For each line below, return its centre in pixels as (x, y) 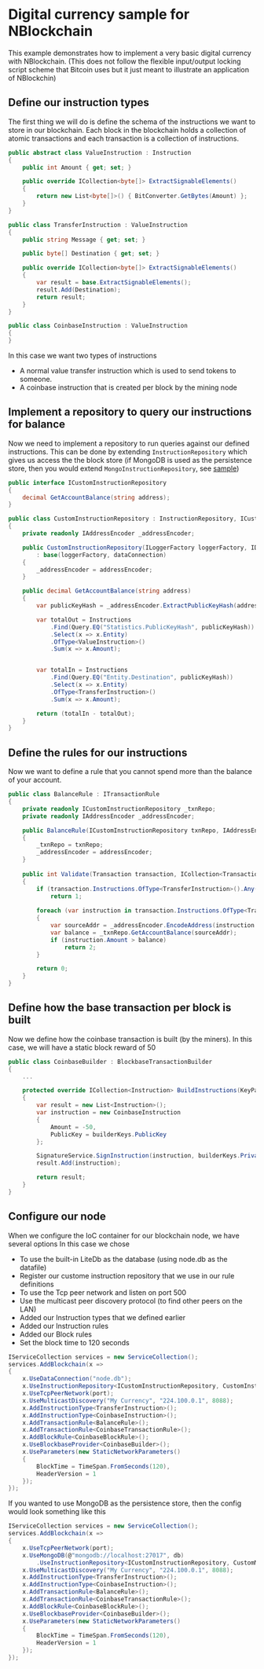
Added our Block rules (56, 1334)
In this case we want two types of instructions (82, 356)
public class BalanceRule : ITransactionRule (84, 794)
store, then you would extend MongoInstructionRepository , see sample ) (124, 468)
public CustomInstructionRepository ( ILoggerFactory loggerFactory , (135, 548)
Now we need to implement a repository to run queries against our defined (129, 443)
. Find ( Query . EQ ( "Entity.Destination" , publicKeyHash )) (142, 677)
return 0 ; (52, 969)
